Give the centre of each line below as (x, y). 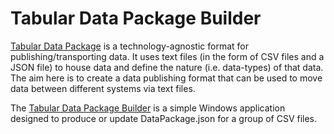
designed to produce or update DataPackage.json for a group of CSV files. (164, 118)
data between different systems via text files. (103, 88)
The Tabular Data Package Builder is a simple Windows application (148, 108)
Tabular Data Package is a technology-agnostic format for (129, 46)
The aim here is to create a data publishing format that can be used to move (166, 78)
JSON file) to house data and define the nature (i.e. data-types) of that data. (167, 67)
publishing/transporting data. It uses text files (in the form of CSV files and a (167, 56)
